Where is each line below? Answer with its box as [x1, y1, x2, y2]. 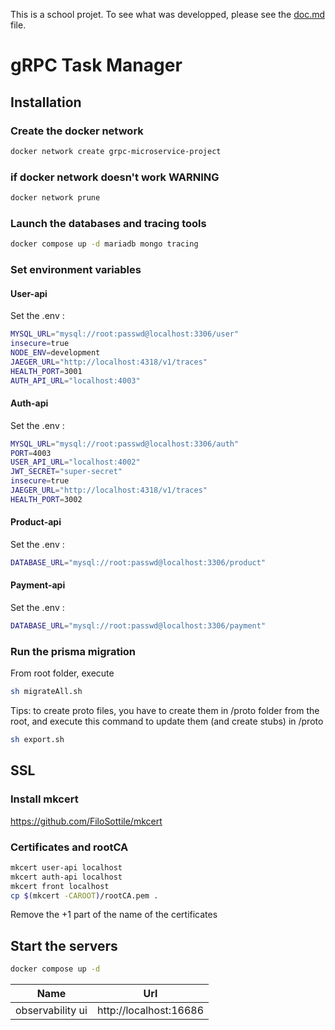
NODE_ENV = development [10, 347, 101, 358]
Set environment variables [10, 263, 142, 277]
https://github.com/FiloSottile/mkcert [10, 815, 163, 827]
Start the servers [10, 937, 118, 954]
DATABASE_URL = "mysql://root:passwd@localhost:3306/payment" [10, 621, 267, 631]
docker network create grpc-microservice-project [10, 146, 222, 156]
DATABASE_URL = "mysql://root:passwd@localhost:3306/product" [10, 558, 267, 568]
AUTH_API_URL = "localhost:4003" [10, 375, 141, 386]
